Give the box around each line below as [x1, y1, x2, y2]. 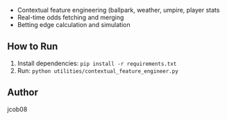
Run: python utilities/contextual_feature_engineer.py [17, 66, 178, 75]
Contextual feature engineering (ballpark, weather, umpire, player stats [17, 6, 220, 14]
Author [7, 87, 38, 98]
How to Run [7, 41, 58, 53]
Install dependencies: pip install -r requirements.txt [17, 59, 177, 67]
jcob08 [7, 105, 28, 113]
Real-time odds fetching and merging [17, 13, 124, 22]
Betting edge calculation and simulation [17, 21, 131, 28]
